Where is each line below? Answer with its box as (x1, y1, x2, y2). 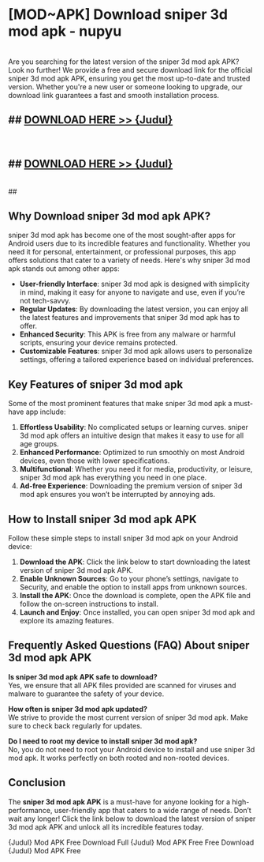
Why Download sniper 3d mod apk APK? (8, 209, 211, 223)
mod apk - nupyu (8, 22, 122, 40)
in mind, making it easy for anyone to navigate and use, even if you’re (19, 288, 246, 297)
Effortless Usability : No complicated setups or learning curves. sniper (19, 423, 249, 432)
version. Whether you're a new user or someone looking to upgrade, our (8, 81, 243, 92)
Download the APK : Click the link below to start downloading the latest (19, 557, 251, 567)
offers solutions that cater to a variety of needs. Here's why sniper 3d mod (8, 255, 251, 265)
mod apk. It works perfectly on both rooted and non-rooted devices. (8, 753, 230, 762)
